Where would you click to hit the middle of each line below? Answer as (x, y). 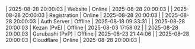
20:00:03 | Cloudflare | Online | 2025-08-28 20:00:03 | (73, 40)
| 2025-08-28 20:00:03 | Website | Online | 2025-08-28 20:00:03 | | (89, 9)
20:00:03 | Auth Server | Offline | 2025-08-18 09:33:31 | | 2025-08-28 (99, 21)
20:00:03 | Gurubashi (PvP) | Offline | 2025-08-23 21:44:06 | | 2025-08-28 (97, 34)
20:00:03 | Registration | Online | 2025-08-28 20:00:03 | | (93, 15)
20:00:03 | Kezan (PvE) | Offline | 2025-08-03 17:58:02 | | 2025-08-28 (92, 27)
